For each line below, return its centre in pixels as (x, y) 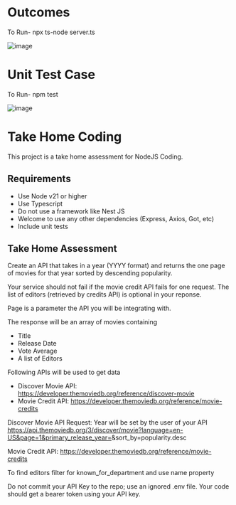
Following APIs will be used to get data (64, 372)
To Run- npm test (33, 94)
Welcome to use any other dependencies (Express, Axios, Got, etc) (116, 218)
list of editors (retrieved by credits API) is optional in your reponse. (104, 294)
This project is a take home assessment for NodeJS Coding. (95, 156)
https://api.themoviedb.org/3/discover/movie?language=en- (95, 430)
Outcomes (39, 12)
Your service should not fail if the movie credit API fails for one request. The (118, 287)
